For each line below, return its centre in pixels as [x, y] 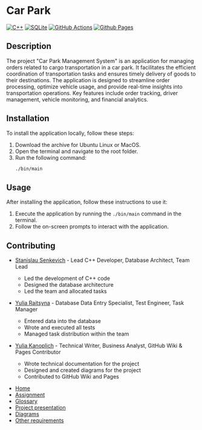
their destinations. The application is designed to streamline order [88, 80]
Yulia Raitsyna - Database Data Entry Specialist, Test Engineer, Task [99, 303]
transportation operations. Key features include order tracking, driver [92, 93]
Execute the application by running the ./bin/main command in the [98, 214]
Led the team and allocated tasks [65, 292]
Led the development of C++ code [67, 278]
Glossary [26, 401]
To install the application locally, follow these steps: [70, 133]
